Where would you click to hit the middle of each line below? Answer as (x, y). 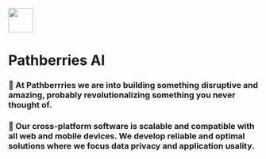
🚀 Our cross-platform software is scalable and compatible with (131, 127)
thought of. (30, 105)
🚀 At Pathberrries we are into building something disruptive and (133, 85)
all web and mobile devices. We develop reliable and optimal (127, 136)
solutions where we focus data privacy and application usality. (131, 146)
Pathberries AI (57, 61)
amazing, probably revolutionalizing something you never (122, 95)
